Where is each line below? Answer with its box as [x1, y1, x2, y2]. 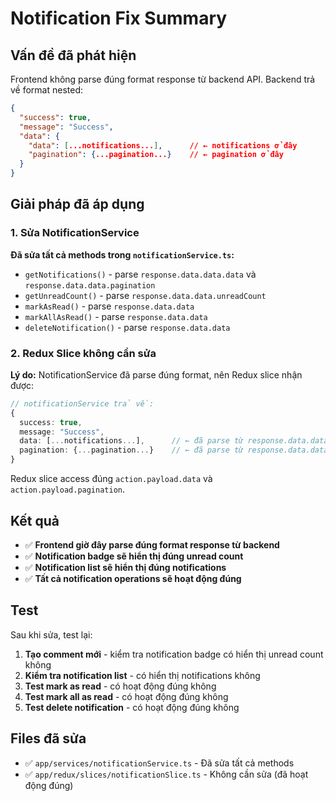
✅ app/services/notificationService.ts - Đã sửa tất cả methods [24, 757, 295, 769]
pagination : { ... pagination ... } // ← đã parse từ [19, 445, 244, 456]
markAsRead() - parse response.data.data [24, 300, 195, 312]
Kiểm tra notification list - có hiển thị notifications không [24, 669, 261, 681]
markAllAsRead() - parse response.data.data [24, 310, 208, 322]
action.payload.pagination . [10, 483, 126, 496]
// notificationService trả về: [10, 398, 155, 409]
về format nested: [10, 84, 84, 96]
